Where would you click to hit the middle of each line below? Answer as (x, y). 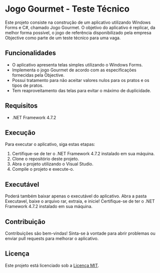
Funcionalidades (31, 53)
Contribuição (25, 222)
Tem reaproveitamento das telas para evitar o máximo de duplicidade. (81, 90)
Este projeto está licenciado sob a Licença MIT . (52, 265)
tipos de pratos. (28, 85)
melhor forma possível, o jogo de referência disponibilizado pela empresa (78, 32)
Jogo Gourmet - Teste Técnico (67, 9)
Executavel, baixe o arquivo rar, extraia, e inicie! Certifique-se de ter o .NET (80, 201)
